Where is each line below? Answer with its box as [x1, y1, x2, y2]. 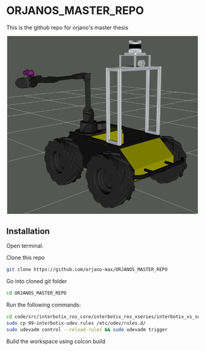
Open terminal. [6, 242, 44, 250]
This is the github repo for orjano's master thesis [6, 24, 129, 31]
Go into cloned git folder [6, 278, 67, 285]
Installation [6, 226, 50, 236]
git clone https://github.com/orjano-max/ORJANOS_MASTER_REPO [6, 266, 168, 273]
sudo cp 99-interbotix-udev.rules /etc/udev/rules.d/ [6, 320, 146, 326]
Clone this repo [6, 254, 45, 261]
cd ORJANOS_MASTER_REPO [6, 290, 67, 296]
